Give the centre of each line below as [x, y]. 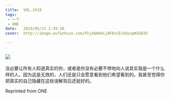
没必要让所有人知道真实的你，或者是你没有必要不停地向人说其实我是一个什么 [85, 68]
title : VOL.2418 [24, 10]
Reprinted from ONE [26, 91]
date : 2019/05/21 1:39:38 [35, 29]
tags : [11, 15]
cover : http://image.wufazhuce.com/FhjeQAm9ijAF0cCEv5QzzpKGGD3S [77, 33]
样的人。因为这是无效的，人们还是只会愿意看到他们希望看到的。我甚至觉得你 [85, 74]
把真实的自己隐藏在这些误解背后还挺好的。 [50, 81]
